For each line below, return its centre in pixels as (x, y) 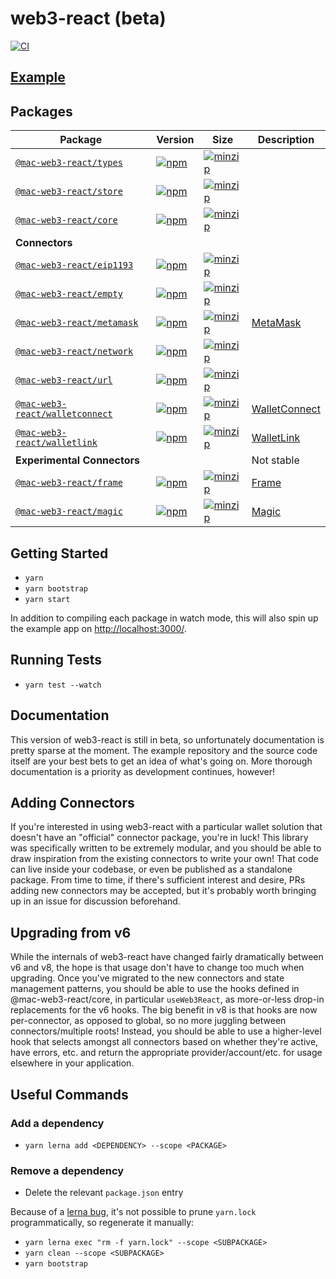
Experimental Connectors (77, 460)
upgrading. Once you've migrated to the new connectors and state (147, 978)
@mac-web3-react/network (74, 351)
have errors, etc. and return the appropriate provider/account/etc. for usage (166, 1053)
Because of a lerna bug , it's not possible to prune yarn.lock (133, 1212)
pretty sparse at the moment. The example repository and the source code (164, 750)
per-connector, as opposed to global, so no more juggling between (148, 1021)
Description (286, 140)
